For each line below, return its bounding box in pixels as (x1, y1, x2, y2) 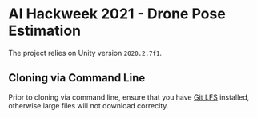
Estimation (8, 22, 82, 40)
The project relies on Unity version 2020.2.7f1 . (8, 48, 163, 57)
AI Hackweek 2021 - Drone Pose (8, 5, 226, 23)
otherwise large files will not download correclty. (8, 100, 169, 110)
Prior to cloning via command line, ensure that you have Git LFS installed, (8, 92, 250, 102)
